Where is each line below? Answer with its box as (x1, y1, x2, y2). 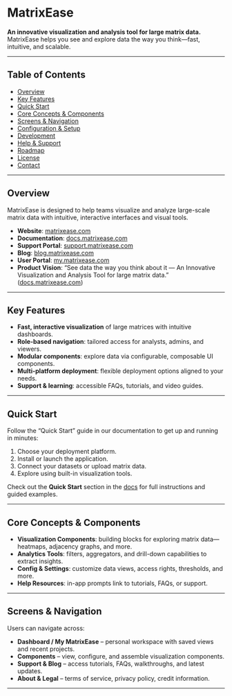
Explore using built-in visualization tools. (17, 469, 133, 478)
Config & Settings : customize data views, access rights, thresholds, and (17, 565, 223, 572)
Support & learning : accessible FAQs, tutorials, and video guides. (17, 382, 204, 390)
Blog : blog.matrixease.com (17, 248, 95, 257)
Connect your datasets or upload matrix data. (17, 462, 147, 470)
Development (17, 131, 56, 140)
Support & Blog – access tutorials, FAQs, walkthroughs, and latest (17, 659, 205, 668)
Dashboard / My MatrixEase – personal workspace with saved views (17, 637, 214, 645)
